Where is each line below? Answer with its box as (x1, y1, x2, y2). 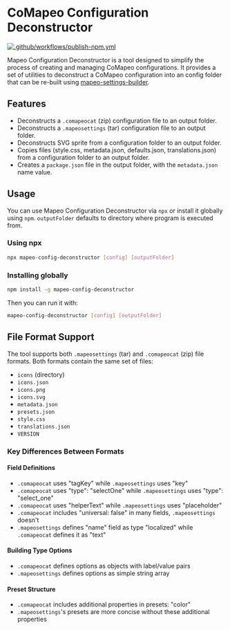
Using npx (7, 238, 42, 248)
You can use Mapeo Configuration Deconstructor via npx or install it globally (7, 206, 223, 215)
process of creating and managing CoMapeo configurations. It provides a (7, 63, 216, 71)
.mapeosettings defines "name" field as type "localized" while (17, 523, 193, 531)
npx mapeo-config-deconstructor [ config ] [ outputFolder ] (7, 254, 175, 261)
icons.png (17, 386, 46, 393)
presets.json (17, 408, 55, 415)
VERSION (17, 431, 39, 438)
